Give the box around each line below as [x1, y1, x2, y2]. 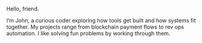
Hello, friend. [6, 5, 39, 12]
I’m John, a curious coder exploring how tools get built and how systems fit [6, 17, 196, 24]
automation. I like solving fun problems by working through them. [6, 30, 171, 37]
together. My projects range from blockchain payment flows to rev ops [6, 24, 184, 30]
